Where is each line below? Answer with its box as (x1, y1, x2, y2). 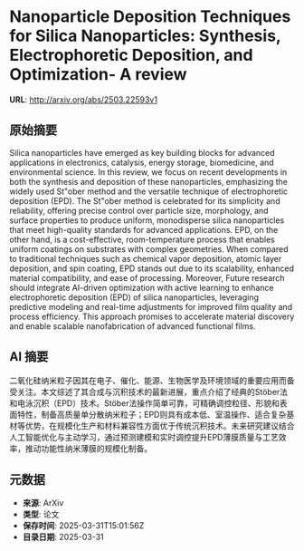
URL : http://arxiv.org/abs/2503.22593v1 (9, 93, 158, 105)
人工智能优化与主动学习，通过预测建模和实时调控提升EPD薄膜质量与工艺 (9, 431, 279, 442)
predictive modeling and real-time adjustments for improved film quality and (9, 301, 292, 312)
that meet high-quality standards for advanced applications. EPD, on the (9, 224, 279, 235)
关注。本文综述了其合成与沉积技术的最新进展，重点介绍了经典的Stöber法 (16, 386, 288, 397)
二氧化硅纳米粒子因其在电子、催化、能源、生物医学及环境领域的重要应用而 (9, 374, 287, 386)
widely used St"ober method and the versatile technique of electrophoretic (9, 186, 289, 197)
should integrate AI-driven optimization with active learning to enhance (9, 282, 274, 293)
